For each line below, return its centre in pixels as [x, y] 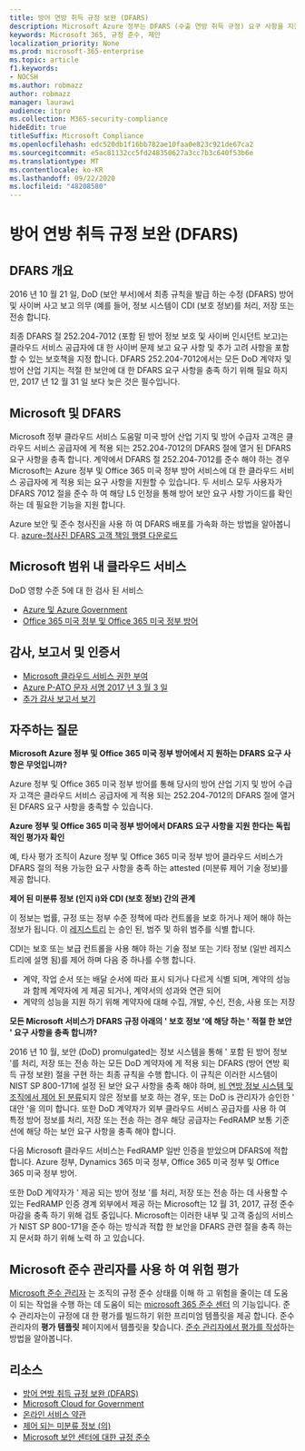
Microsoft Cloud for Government [83, 1403]
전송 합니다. [30, 317]
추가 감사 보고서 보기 [59, 698]
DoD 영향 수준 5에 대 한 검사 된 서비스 [76, 590]
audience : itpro [40, 111]
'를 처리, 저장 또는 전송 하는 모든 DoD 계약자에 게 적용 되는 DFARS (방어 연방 [145, 1063]
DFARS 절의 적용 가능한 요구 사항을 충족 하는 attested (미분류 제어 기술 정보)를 [149, 868]
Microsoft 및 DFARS [65, 413]
